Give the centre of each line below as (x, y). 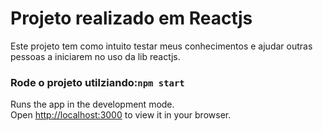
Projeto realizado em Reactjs (131, 18)
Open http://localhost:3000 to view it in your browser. (121, 115)
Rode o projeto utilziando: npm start (97, 82)
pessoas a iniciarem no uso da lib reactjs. (95, 56)
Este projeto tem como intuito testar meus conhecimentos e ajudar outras (161, 46)
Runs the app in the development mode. (92, 104)
